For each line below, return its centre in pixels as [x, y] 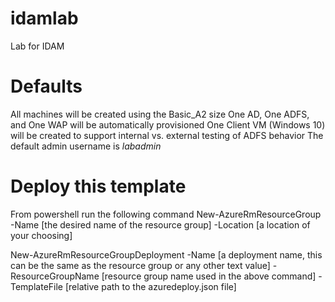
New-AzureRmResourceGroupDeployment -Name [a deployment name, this [166, 254]
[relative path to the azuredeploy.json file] [150, 286]
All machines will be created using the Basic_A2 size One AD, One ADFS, [160, 114]
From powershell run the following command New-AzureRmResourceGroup [166, 214]
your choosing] [41, 235]
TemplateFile [37, 286]
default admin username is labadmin [86, 146]
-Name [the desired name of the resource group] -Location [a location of [160, 224]
